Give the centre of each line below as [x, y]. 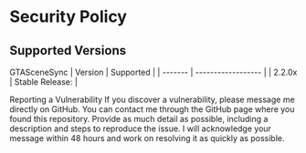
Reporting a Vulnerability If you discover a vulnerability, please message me [152, 99]
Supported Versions [68, 51]
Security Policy [69, 17]
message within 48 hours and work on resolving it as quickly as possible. [147, 138]
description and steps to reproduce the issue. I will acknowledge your [141, 128]
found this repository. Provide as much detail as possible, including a [139, 119]
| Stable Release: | [43, 82]
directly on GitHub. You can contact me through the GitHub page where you [152, 109]
